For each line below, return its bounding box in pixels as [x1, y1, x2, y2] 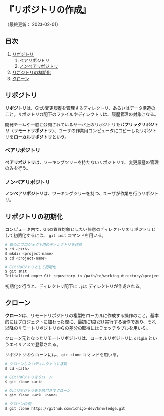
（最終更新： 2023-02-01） [5, 21, 61, 27]
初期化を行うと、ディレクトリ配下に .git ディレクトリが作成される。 [5, 283, 144, 289]
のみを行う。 [5, 165, 31, 171]
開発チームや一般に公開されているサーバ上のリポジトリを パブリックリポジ [5, 122, 155, 127]
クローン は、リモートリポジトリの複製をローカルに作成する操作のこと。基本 [5, 312, 159, 318]
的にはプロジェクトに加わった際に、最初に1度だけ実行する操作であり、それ [5, 318, 156, 325]
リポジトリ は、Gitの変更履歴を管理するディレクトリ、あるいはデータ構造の [5, 105, 156, 111]
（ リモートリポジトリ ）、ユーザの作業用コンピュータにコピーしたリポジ [9, 127, 153, 133]
